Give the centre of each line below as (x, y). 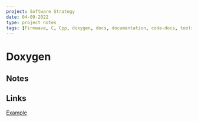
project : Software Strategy (41, 11)
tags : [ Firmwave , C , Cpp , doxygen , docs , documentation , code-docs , (92, 28)
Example (17, 113)
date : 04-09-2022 (27, 17)
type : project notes (32, 22)
